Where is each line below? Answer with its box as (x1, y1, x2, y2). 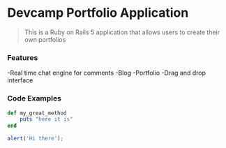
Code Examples (7, 94, 61, 103)
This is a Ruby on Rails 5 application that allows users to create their (24, 28, 220, 36)
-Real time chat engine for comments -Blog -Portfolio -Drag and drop (7, 68, 206, 77)
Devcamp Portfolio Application (7, 5, 189, 21)
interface (7, 76, 33, 84)
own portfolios (24, 35, 66, 43)
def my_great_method (7, 110, 68, 117)
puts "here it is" (20, 116, 73, 123)
